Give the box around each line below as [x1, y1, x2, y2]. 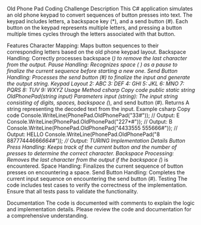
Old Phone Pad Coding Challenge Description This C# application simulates [7, 5, 193, 12]
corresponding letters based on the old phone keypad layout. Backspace [7, 48, 186, 56]
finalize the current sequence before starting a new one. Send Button [7, 67, 178, 74]
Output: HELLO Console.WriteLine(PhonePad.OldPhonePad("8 [7, 131, 160, 138]
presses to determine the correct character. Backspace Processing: [7, 150, 174, 157]
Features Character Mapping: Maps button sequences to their [7, 42, 159, 49]
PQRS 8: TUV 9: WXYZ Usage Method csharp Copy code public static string [7, 87, 196, 93]
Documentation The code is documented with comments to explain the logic [7, 199, 195, 206]
